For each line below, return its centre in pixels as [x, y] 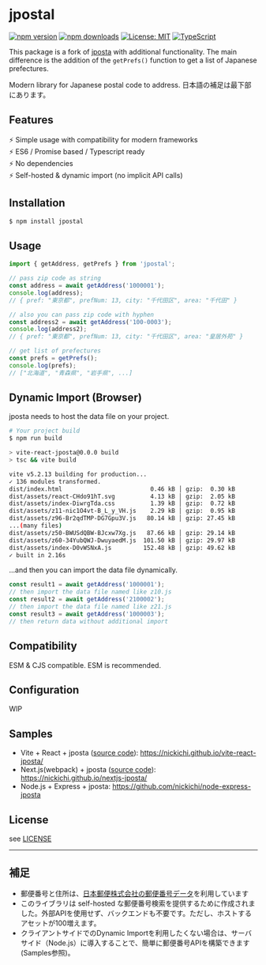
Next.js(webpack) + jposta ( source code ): [88, 770]
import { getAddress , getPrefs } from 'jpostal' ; [92, 264]
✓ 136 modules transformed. [55, 481]
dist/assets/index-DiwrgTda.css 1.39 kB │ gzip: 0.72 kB [122, 503]
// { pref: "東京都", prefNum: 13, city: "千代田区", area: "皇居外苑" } [126, 337]
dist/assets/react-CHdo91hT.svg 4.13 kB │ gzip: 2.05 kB [122, 496]
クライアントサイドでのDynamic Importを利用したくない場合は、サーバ [136, 933]
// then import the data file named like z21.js [90, 607]
